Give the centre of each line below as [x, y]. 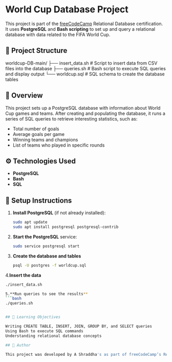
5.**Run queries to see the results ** [47, 294]
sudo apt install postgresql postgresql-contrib [66, 227]
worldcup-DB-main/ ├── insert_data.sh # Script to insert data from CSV [81, 63]
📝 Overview [24, 96]
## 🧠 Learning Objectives [33, 317]
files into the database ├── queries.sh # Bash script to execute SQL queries [86, 68]
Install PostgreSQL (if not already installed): [59, 213]
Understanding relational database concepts [53, 336]
